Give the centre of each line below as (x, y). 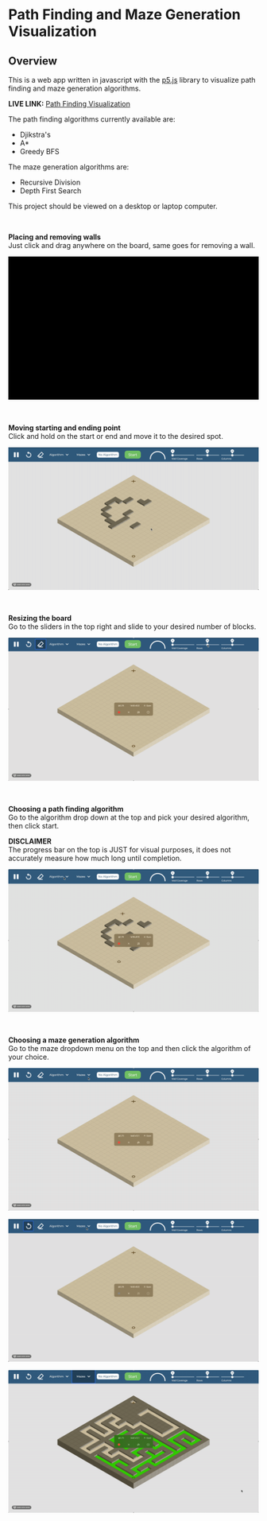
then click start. (34, 825)
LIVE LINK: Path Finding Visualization (70, 104)
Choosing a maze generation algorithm (74, 1040)
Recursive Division (50, 182)
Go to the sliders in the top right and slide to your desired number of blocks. (132, 627)
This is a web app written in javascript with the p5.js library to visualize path (132, 80)
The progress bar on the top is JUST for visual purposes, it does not (120, 849)
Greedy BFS (39, 151)
